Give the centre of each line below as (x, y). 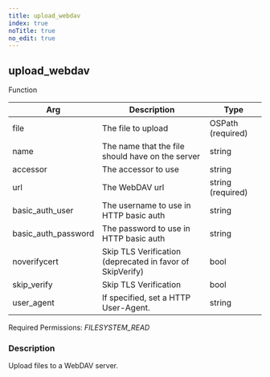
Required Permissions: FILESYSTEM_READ (79, 328)
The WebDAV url (133, 188)
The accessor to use (140, 169)
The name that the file (143, 147)
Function (23, 90)
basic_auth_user (43, 211)
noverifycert (35, 261)
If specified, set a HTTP (146, 298)
